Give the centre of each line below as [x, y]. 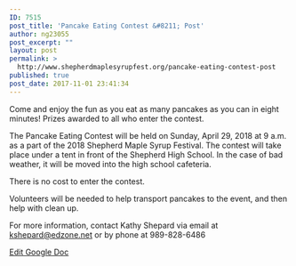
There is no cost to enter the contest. [77, 181]
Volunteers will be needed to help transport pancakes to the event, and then [148, 198]
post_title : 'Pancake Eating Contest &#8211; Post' [107, 26]
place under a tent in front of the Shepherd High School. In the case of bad [146, 154]
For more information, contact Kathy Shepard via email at [114, 225]
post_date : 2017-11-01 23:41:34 [69, 84]
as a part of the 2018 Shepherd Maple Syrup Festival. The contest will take [145, 145]
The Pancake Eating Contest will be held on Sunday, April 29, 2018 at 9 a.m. [148, 135]
